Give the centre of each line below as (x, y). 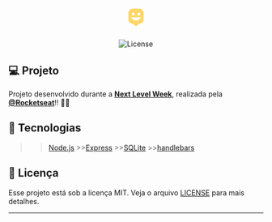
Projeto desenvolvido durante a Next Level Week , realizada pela (115, 94)
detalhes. (24, 201)
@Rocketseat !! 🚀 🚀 (39, 102)
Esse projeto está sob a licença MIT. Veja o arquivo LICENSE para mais (127, 192)
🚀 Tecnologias (45, 128)
